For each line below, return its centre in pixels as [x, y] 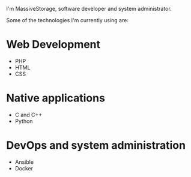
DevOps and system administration [96, 145]
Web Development [53, 45]
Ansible [24, 162]
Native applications [56, 98]
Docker [24, 168]
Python [24, 121]
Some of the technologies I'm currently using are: [68, 20]
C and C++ [29, 115]
